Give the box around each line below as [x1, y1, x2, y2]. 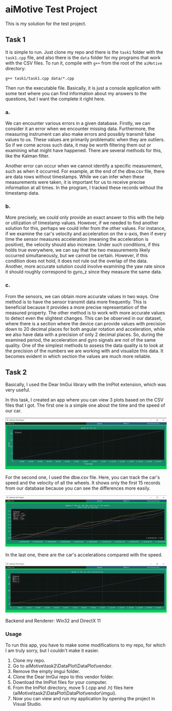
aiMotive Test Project [5, 4, 98, 15]
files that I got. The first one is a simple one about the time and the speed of [5, 402, 165, 408]
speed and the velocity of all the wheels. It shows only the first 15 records [5, 480, 161, 486]
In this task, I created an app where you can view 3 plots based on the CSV [5, 397, 164, 403]
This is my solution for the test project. [5, 20, 87, 27]
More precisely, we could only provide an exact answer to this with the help [5, 214, 165, 221]
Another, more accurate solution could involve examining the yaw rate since [5, 263, 165, 269]
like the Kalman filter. [5, 153, 50, 159]
